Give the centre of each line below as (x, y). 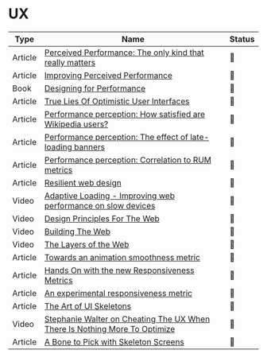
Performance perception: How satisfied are (124, 114)
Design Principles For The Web (102, 218)
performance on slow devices (100, 205)
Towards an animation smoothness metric (122, 257)
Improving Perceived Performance (108, 75)
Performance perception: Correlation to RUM (128, 160)
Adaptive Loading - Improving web (109, 196)
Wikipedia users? (76, 124)
